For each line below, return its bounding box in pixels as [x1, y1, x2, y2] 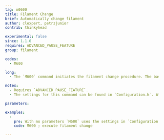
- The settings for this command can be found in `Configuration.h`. [9, 92, 154, 97]
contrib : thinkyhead [5, 25, 47, 30]
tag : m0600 [5, 7, 27, 12]
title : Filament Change [5, 12, 54, 17]
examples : [5, 110, 25, 115]
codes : [5, 57, 19, 61]
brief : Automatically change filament [5, 16, 84, 21]
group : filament [5, 47, 38, 53]
